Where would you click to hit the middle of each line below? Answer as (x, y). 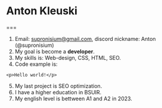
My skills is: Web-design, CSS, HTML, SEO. (68, 58)
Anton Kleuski (42, 11)
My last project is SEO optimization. (58, 86)
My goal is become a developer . (55, 51)
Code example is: (36, 64)
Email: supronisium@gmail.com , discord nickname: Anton (85, 39)
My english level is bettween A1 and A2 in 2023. (74, 99)
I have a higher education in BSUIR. (58, 92)
